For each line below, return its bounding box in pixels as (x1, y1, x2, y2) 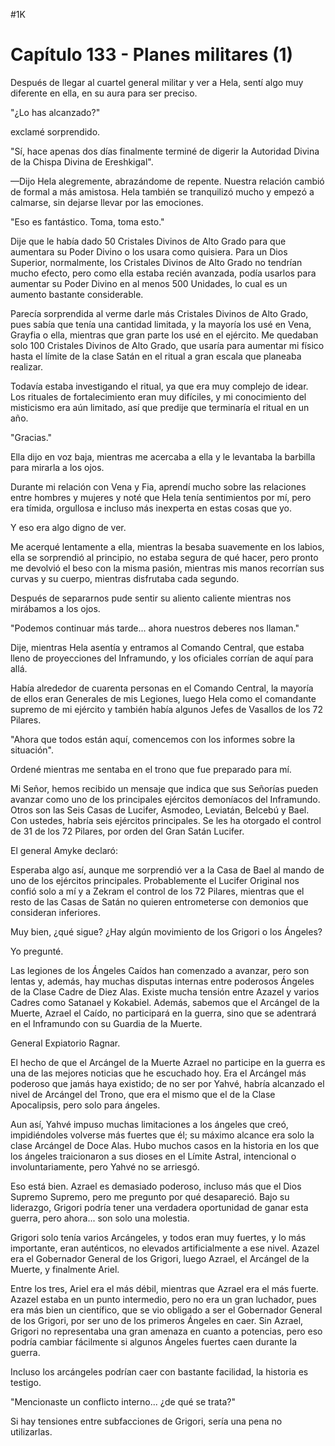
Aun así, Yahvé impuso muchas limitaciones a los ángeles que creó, (10, 1118, 289, 1130)
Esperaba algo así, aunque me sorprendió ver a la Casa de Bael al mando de (10, 864, 325, 876)
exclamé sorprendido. (10, 125, 101, 138)
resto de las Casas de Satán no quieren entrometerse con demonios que (10, 895, 309, 908)
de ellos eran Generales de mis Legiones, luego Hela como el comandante (10, 692, 317, 704)
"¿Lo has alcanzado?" (10, 106, 101, 118)
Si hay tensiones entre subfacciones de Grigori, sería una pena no (10, 1415, 283, 1427)
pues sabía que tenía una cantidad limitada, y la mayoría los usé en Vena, (10, 318, 312, 330)
